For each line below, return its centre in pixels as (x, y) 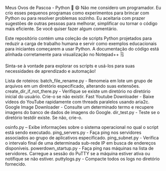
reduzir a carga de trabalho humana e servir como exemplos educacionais (81, 44)
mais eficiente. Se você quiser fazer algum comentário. (61, 29)
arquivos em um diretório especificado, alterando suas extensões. (73, 86)
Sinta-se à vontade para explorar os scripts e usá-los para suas (70, 66)
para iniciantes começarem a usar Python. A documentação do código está (82, 49)
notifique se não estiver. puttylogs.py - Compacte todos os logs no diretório (83, 159)
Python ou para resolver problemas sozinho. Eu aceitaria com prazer (75, 18)
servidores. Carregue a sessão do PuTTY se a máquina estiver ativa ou (78, 153)
